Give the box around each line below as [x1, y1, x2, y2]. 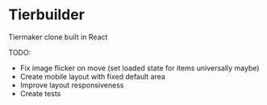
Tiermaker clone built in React [8, 32, 108, 42]
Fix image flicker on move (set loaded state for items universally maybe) [19, 63, 260, 73]
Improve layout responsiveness [19, 80, 124, 90]
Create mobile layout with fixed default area [19, 71, 165, 81]
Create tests [19, 88, 61, 98]
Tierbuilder [8, 6, 85, 24]
